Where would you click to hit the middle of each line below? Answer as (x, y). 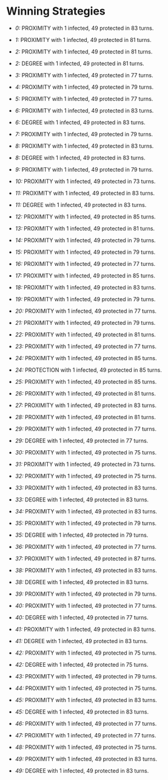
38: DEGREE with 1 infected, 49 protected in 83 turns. (82, 582)
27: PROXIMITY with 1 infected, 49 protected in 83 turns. (86, 405)
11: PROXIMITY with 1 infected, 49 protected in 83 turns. (85, 193)
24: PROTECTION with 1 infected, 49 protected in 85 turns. (89, 370)
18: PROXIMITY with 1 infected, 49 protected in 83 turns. (86, 287)
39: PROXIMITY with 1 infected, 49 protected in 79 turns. (86, 594)
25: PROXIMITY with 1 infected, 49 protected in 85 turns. (86, 381)
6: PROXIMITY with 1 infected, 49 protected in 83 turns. (84, 110)
